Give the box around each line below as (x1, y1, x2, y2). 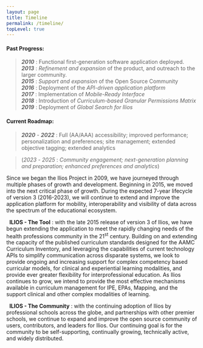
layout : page (6, 9, 40, 15)
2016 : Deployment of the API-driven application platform (21, 84, 166, 91)
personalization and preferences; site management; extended (21, 138, 176, 145)
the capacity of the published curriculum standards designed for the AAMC (6, 239, 195, 246)
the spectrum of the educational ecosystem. (6, 207, 117, 214)
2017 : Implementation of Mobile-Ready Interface (21, 91, 145, 98)
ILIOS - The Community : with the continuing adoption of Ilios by (9, 302, 171, 310)
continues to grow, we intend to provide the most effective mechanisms (6, 278, 185, 285)
